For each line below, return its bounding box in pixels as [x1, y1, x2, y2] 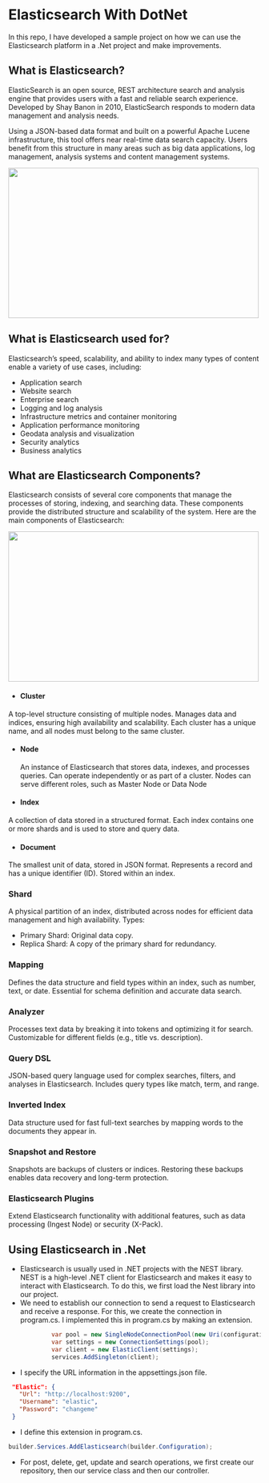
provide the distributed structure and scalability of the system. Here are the [8, 507, 257, 517]
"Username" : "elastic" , [18, 1398, 98, 1406]
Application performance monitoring [19, 420, 140, 429]
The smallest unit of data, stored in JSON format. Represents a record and [8, 860, 253, 870]
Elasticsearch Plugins [8, 1192, 94, 1203]
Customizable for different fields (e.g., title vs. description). [8, 1033, 203, 1042]
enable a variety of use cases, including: [8, 362, 142, 372]
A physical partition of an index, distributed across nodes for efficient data [8, 907, 254, 917]
